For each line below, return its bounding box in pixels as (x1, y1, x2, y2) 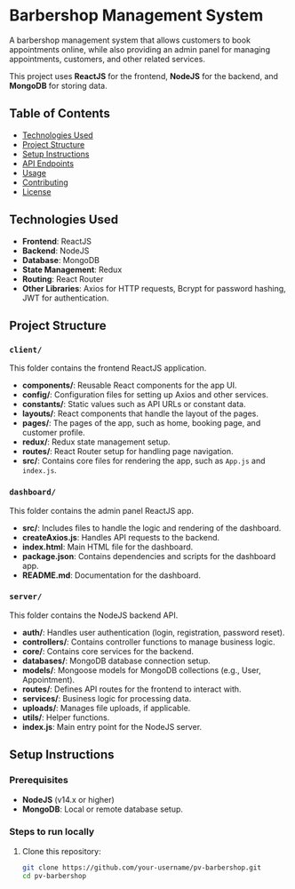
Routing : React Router (21, 273, 104, 284)
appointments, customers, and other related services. (9, 53, 206, 64)
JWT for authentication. (21, 292, 109, 303)
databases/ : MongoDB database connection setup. (21, 655, 211, 666)
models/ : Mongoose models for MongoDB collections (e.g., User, (21, 664, 261, 676)
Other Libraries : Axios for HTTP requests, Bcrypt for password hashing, (21, 283, 286, 293)
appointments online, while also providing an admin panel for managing (9, 44, 271, 54)
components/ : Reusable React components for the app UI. (21, 380, 237, 391)
